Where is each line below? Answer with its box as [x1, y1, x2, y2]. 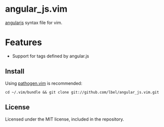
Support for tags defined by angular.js [12, 53, 89, 59]
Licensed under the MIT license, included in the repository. [5, 116, 124, 122]
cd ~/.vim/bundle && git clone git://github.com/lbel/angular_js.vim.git [5, 90, 160, 95]
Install [5, 67, 25, 76]
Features [5, 37, 42, 48]
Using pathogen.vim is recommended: [5, 80, 82, 86]
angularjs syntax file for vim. [5, 20, 63, 25]
